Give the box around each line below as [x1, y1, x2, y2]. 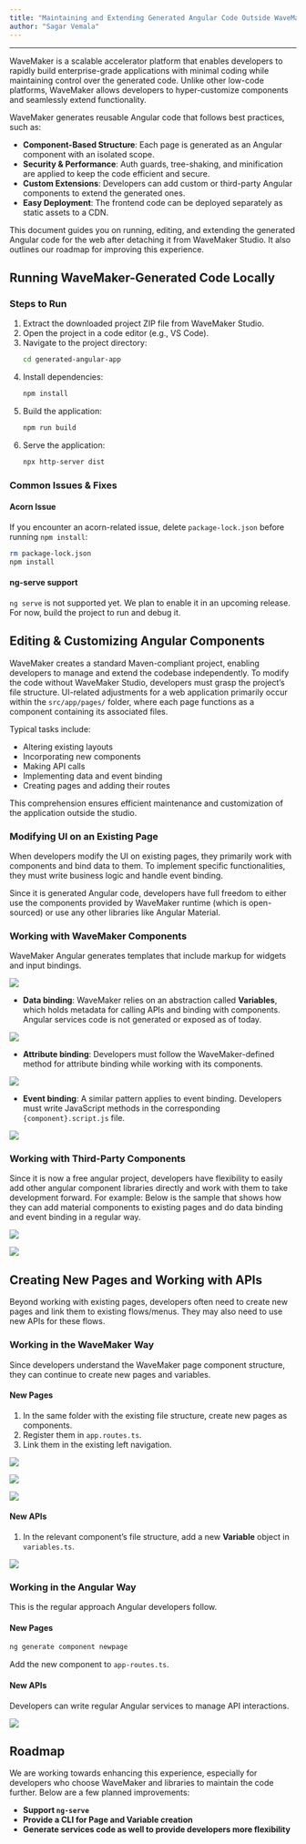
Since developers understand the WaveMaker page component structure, [9, 1359, 285, 1370]
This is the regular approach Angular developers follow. [9, 1602, 218, 1613]
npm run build [22, 423, 76, 433]
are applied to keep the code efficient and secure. [22, 168, 210, 178]
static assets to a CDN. [22, 207, 109, 218]
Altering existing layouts [22, 741, 114, 752]
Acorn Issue [9, 502, 56, 513]
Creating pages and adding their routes [22, 779, 170, 790]
